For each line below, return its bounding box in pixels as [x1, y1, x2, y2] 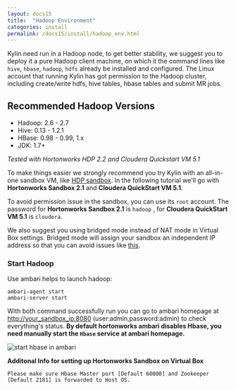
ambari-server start [7, 295, 68, 302]
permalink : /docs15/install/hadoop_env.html [7, 30, 140, 37]
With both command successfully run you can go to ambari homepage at [7, 307, 220, 315]
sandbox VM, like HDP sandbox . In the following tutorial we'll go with [20, 176, 220, 184]
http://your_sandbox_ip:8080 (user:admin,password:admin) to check [7, 314, 206, 323]
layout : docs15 [7, 10, 52, 18]
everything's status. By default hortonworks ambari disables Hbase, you [7, 322, 222, 331]
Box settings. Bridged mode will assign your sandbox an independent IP [7, 234, 216, 242]
